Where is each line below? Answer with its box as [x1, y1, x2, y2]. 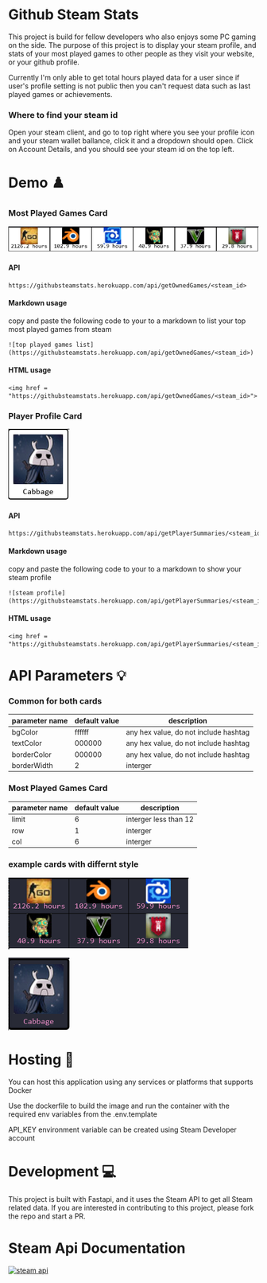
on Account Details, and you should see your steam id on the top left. [8, 145, 234, 154]
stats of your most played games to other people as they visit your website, [8, 49, 255, 58]
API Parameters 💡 [8, 667, 127, 685]
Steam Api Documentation [8, 1239, 186, 1257]
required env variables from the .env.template [8, 1109, 157, 1119]
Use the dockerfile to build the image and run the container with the [8, 1101, 230, 1110]
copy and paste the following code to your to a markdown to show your [8, 564, 242, 574]
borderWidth [11, 760, 53, 770]
